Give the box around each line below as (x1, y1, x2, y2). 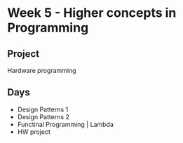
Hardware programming (7, 67, 76, 74)
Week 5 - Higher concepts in (7, 5, 177, 21)
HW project (17, 128, 51, 136)
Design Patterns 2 (17, 112, 70, 121)
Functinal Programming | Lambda (17, 120, 114, 128)
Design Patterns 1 (17, 105, 69, 114)
